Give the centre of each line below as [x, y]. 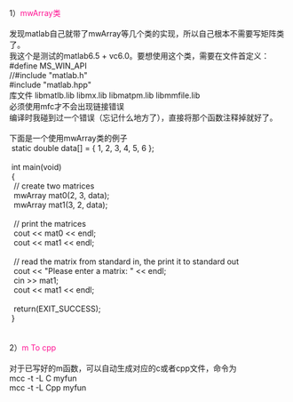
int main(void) [36, 167]
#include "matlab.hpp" [50, 84]
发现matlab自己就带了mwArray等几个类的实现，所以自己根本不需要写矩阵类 [147, 33]
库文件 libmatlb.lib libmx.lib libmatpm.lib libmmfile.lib [105, 95]
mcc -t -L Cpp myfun [48, 388]
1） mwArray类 [35, 13]
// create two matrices [54, 186]
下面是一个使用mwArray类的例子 [68, 138]
